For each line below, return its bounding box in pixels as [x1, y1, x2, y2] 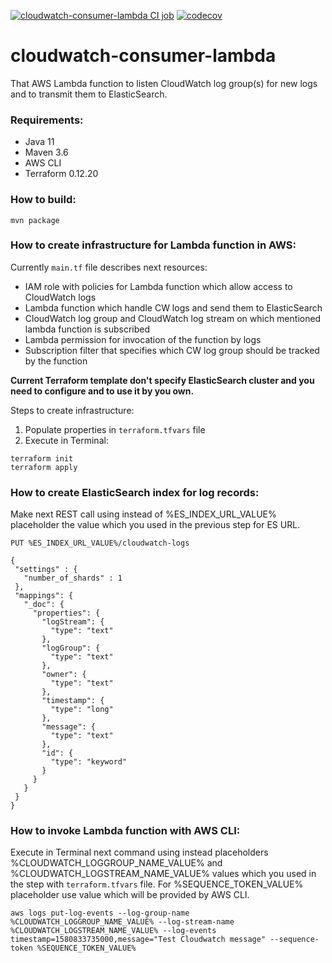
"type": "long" [50, 705, 114, 715]
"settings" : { [14, 565, 78, 575]
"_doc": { [23, 600, 65, 610]
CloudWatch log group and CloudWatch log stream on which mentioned [24, 312, 322, 324]
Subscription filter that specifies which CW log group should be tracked [24, 344, 320, 356]
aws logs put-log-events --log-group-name [10, 908, 190, 919]
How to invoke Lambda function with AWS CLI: [10, 824, 241, 838]
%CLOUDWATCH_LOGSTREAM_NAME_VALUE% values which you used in [10, 868, 317, 880]
